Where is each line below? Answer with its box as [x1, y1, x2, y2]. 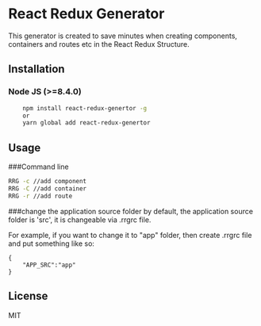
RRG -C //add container [8, 184, 87, 193]
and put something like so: [8, 239, 95, 248]
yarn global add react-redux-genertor [22, 119, 151, 127]
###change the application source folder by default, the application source [8, 206, 254, 216]
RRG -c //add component [8, 178, 87, 186]
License [8, 290, 48, 303]
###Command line [8, 162, 69, 171]
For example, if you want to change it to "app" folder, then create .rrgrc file [8, 230, 252, 240]
